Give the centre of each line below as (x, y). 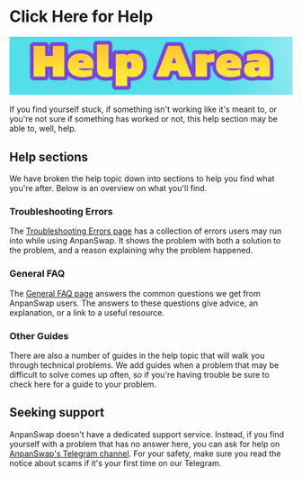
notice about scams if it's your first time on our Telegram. (115, 463)
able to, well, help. (43, 129)
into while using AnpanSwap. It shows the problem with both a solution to (145, 241)
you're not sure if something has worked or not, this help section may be (144, 119)
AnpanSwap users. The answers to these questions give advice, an (134, 303)
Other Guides (39, 335)
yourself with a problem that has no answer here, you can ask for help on (145, 444)
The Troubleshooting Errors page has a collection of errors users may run (146, 231)
